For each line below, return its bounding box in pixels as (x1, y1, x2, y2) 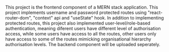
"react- (147, 9, 163, 15)
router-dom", (5, 15, 32, 20)
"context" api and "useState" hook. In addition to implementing (33, 15, 164, 20)
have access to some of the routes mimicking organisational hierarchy (5, 36, 152, 42)
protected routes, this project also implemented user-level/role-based (5, 20, 151, 26)
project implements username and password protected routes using (5, 9, 147, 15)
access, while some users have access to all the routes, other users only (5, 31, 157, 36)
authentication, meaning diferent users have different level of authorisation (5, 25, 161, 31)
